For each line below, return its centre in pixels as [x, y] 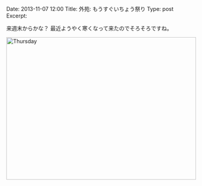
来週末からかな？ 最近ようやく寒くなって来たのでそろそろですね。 [89, 28]
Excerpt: [17, 16]
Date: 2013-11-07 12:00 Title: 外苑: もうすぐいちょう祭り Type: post [90, 9]
